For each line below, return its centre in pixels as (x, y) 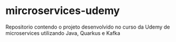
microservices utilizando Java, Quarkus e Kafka (63, 33)
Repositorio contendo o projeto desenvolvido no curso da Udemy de (88, 27)
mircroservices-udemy (63, 11)
